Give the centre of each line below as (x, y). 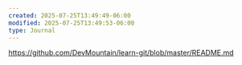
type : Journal (32, 30)
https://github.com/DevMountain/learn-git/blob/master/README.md (121, 53)
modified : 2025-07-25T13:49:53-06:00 (72, 23)
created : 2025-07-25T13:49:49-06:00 (70, 15)
